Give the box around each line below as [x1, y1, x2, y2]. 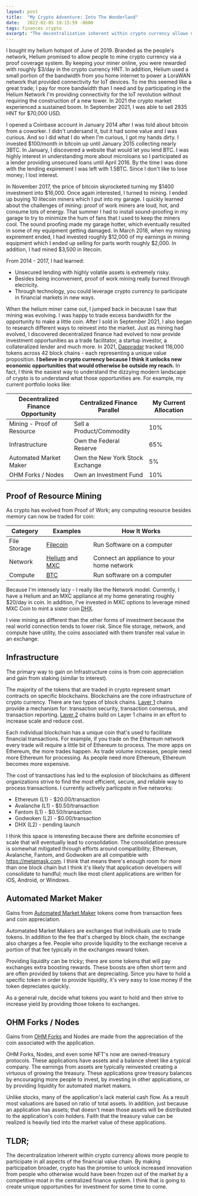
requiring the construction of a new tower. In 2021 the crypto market [6, 97, 172, 104]
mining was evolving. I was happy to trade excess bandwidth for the [6, 312, 171, 319]
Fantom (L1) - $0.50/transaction [14, 808, 92, 815]
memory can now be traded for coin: [6, 512, 95, 520]
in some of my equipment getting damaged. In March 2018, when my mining [6, 227, 191, 234]
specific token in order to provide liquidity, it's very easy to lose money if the [6, 976, 192, 983]
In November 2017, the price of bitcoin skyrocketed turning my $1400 [6, 183, 174, 190]
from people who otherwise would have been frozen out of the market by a [6, 1171, 189, 1178]
